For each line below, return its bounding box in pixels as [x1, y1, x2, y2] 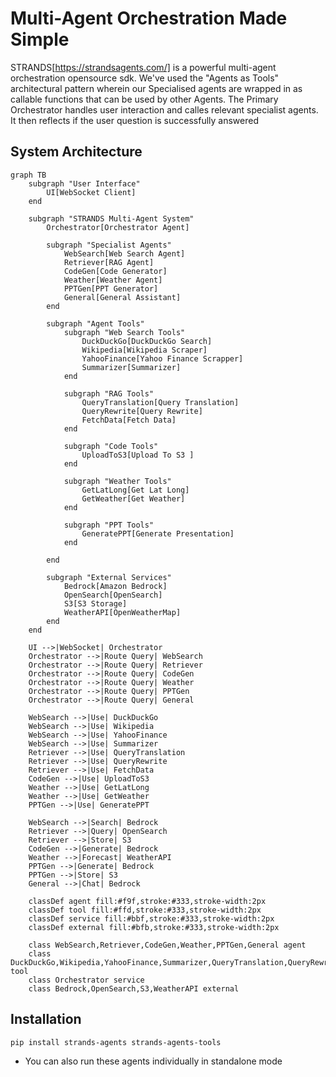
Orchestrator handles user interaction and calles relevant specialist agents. [10, 103, 319, 116]
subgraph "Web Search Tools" [63, 327, 186, 337]
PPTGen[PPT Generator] [63, 283, 159, 294]
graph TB [10, 170, 47, 180]
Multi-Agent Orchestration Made [10, 7, 288, 30]
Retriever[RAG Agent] [63, 257, 155, 267]
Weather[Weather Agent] [63, 275, 163, 285]
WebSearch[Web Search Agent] [63, 248, 186, 259]
